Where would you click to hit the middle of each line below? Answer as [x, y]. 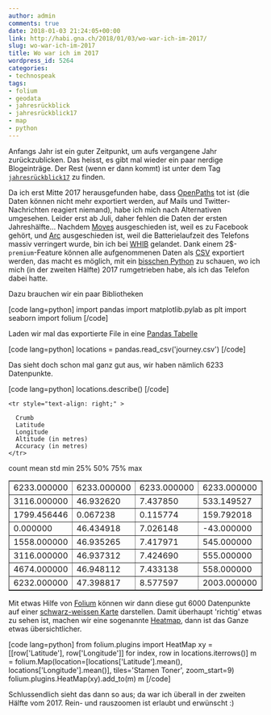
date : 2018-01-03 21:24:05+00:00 [65, 31]
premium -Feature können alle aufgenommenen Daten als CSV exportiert [126, 252]
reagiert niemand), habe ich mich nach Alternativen [136, 210]
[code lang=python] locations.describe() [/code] [89, 389]
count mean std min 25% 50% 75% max [75, 468]
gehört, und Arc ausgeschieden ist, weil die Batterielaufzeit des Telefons [129, 235]
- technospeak [32, 76]
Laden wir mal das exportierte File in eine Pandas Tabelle [103, 333]
